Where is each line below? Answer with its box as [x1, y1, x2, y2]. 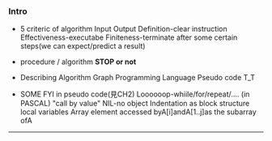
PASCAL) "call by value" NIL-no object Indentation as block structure [19, 99, 250, 109]
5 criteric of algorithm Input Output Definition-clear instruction [19, 24, 228, 34]
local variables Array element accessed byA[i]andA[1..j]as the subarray [19, 107, 257, 117]
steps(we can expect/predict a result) [19, 41, 146, 51]
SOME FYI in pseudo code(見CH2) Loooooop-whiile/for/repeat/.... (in [19, 89, 250, 99]
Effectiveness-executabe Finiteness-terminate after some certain [19, 32, 238, 42]
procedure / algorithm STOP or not [19, 57, 137, 66]
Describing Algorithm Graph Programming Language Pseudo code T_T [19, 73, 256, 83]
